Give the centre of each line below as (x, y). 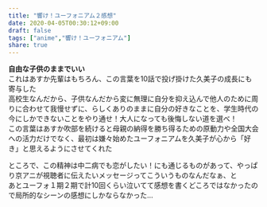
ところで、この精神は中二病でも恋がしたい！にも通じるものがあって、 (123, 166)
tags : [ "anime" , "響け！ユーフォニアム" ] (70, 38)
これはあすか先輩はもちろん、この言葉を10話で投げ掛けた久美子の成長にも (130, 79)
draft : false (30, 30)
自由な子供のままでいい (46, 69)
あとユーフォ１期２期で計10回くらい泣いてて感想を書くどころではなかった (130, 186)
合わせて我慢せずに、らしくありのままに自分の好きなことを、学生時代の (140, 109)
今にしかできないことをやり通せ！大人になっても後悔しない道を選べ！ (123, 119)
